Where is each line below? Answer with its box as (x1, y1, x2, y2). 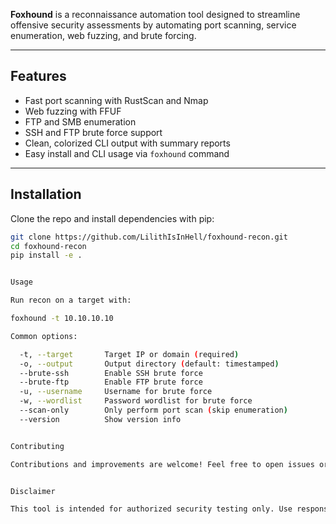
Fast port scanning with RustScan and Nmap (24, 94, 209, 106)
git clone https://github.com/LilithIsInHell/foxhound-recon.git (10, 232, 288, 242)
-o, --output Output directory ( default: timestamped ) (19, 359, 280, 369)
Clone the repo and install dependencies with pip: (10, 212, 215, 224)
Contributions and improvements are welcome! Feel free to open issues (10, 459, 315, 469)
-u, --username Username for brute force (19, 387, 213, 397)
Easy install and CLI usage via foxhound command (24, 147, 230, 159)
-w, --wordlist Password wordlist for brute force (19, 396, 253, 406)
